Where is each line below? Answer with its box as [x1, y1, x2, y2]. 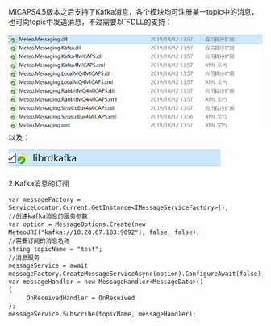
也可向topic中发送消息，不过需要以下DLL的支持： [8, 17, 173, 27]
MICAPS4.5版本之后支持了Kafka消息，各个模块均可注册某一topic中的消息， [8, 7, 259, 16]
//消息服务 [8, 253, 40, 261]
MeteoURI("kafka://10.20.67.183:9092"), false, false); [8, 228, 200, 236]
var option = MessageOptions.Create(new [8, 220, 147, 228]
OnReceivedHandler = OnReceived [26, 294, 135, 302]
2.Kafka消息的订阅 [8, 178, 70, 188]
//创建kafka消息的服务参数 [8, 212, 89, 220]
